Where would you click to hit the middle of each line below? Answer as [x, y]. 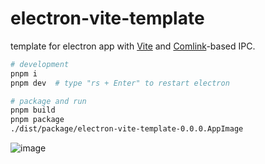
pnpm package [37, 120]
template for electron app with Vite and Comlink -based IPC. [133, 46]
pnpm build [33, 110]
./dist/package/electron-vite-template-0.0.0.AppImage [127, 129]
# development [40, 64]
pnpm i [24, 73]
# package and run [48, 101]
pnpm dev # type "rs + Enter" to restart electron [120, 83]
